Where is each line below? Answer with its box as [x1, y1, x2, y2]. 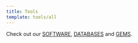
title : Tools [6, 8, 38, 15]
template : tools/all [6, 14, 57, 20]
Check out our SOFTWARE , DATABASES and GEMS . [6, 30, 133, 37]
